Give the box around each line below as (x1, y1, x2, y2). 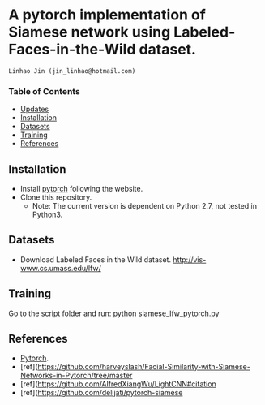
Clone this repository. (19, 192, 92, 202)
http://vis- (173, 254, 207, 265)
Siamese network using (8, 23, 171, 41)
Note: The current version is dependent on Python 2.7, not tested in (32, 201, 258, 211)
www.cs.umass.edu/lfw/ (19, 263, 101, 273)
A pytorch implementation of (8, 6, 207, 24)
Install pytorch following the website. (19, 184, 143, 194)
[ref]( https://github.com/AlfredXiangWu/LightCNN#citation (19, 379, 216, 389)
